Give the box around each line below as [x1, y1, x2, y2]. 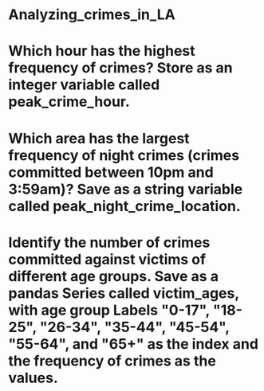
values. [8, 369, 58, 387]
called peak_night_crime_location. [8, 197, 241, 215]
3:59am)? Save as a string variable [8, 180, 243, 198]
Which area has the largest [8, 129, 190, 147]
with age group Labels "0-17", [8, 301, 210, 319]
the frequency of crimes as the [8, 352, 217, 369]
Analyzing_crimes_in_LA [8, 6, 175, 24]
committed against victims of [8, 250, 206, 268]
